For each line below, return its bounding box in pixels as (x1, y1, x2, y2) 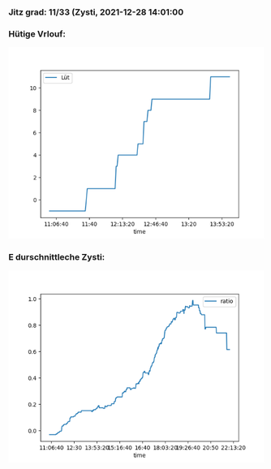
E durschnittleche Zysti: (8, 252, 105, 263)
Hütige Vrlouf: (8, 28, 67, 39)
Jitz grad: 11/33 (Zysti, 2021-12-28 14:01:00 (8, 6, 184, 18)
